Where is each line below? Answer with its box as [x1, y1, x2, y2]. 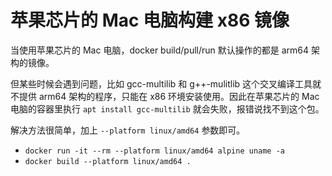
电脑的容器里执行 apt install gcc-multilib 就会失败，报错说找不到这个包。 [10, 102, 325, 115]
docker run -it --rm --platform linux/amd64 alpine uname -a [24, 146, 286, 156]
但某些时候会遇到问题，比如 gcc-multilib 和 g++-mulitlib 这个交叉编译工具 [10, 77, 313, 90]
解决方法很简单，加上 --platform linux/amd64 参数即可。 [10, 124, 246, 136]
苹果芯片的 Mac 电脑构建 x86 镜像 [10, 9, 290, 32]
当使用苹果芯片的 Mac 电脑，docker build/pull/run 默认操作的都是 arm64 [10, 44, 310, 56]
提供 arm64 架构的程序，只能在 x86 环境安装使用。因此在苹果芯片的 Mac [18, 90, 320, 102]
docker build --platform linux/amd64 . [24, 156, 192, 166]
